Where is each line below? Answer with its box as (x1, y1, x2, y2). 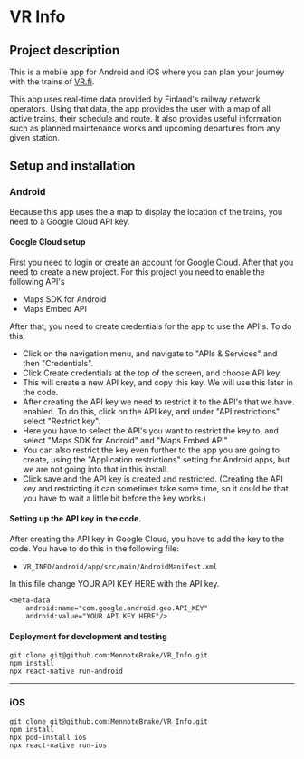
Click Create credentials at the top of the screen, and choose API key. (22, 367, 282, 378)
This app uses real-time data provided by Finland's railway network (9, 93, 261, 104)
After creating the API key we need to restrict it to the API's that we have (22, 396, 292, 407)
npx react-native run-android (9, 667, 124, 676)
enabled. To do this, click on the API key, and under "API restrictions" (22, 405, 280, 416)
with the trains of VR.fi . (9, 76, 95, 87)
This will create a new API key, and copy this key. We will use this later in (22, 376, 294, 387)
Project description (9, 43, 120, 58)
